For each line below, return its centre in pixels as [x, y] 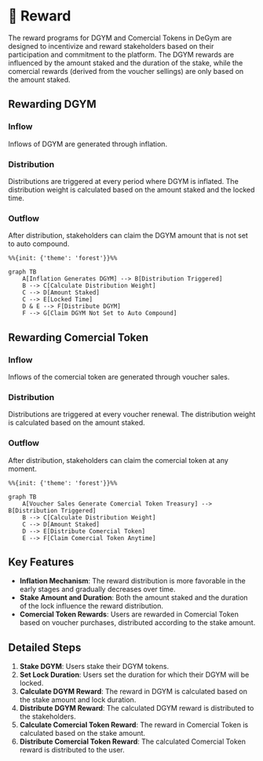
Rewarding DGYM [52, 104]
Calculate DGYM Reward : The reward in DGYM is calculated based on [133, 692]
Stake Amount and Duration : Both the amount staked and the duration [134, 597]
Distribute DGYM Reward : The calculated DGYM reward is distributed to [137, 708]
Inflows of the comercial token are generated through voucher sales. [119, 377]
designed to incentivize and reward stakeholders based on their [111, 46]
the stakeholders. [47, 717]
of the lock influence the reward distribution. [91, 606]
